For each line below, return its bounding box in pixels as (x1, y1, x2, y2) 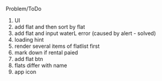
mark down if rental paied (14, 49, 78, 56)
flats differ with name (14, 62, 67, 69)
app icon (14, 68, 37, 75)
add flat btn (14, 56, 43, 62)
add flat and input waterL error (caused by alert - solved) (14, 30, 156, 37)
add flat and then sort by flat (14, 24, 86, 30)
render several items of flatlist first (14, 42, 100, 50)
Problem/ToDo (5, 5, 42, 12)
